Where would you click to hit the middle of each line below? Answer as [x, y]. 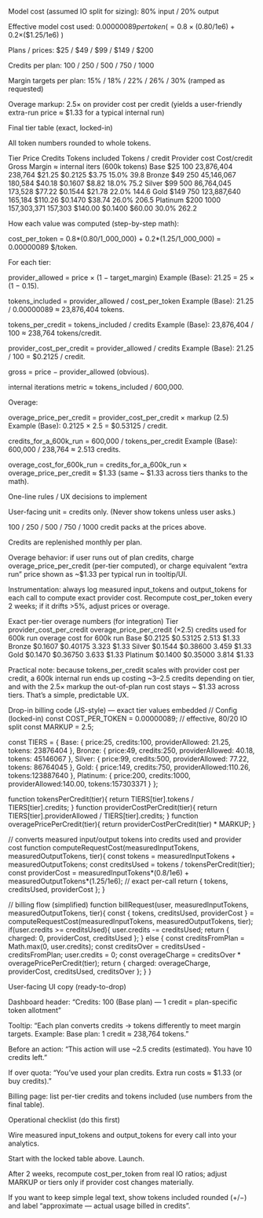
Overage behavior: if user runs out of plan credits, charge [101, 558]
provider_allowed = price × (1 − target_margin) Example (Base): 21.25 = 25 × [131, 277]
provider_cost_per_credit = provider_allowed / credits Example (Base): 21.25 [131, 348]
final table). [26, 1104]
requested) [26, 89]
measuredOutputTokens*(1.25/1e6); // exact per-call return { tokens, [118, 881]
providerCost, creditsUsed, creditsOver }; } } [80, 971]
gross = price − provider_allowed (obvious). [79, 372]
